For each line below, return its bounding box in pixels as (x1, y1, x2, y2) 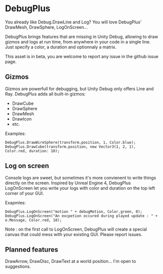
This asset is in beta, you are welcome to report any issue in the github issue (5, 53, 159, 59)
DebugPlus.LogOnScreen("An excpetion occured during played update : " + (5, 213, 158, 218)
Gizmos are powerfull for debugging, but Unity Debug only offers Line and (5, 86, 154, 92)
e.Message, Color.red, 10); (5, 217, 62, 222)
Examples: (5, 130, 26, 137)
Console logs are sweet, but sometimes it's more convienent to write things (5, 175, 157, 180)
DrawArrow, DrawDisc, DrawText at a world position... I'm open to (5, 258, 136, 264)
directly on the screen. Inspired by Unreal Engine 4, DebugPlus (5, 180, 131, 186)
